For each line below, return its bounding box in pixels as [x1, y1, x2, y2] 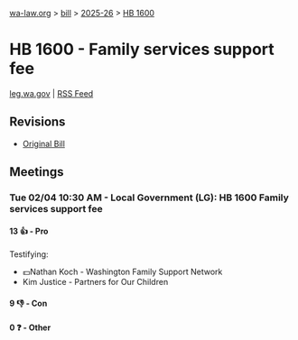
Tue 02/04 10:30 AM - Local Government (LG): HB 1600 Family [9, 191, 289, 204]
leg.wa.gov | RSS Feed [9, 87, 94, 98]
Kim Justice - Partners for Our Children [22, 277, 169, 288]
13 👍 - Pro [9, 225, 49, 236]
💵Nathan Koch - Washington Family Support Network [22, 266, 223, 278]
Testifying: [9, 249, 49, 260]
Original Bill [22, 138, 66, 149]
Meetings [9, 164, 65, 179]
